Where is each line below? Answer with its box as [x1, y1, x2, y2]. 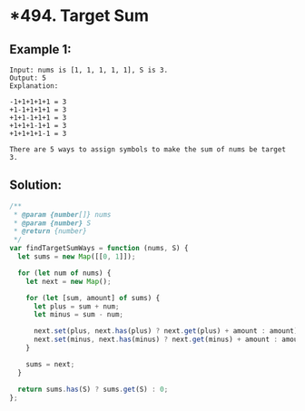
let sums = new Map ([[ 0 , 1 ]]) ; [17, 252, 136, 261]
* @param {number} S [13, 219, 92, 228]
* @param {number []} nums [13, 210, 112, 219]
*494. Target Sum [9, 5, 150, 26]
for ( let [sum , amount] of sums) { [25, 293, 161, 302]
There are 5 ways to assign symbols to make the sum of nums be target [9, 145, 286, 154]
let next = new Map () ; [25, 277, 112, 286]
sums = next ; [25, 359, 75, 368]
